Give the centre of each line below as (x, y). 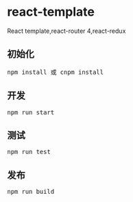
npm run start (31, 112)
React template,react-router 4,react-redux (66, 31)
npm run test (29, 152)
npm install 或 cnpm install (56, 72)
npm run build (31, 192)
